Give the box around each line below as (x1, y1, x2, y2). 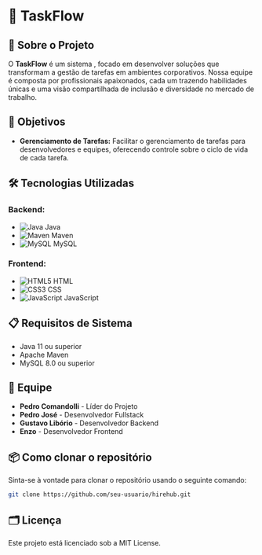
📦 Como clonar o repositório (8, 450, 152, 464)
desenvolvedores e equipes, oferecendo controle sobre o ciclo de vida (19, 145, 249, 154)
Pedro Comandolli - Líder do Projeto (19, 402, 138, 411)
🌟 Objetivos (8, 116, 66, 129)
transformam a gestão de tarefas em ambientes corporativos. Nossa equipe (8, 68, 253, 77)
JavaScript (64, 292, 100, 302)
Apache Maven (19, 350, 69, 359)
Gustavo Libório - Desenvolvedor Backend (19, 418, 159, 428)
